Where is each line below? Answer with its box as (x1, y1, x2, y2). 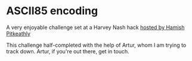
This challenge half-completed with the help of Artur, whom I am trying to (6, 41, 187, 49)
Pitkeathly (6, 30, 31, 37)
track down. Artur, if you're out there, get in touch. (6, 47, 129, 54)
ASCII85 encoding (6, 4, 98, 18)
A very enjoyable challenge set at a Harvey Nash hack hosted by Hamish (6, 24, 185, 31)
